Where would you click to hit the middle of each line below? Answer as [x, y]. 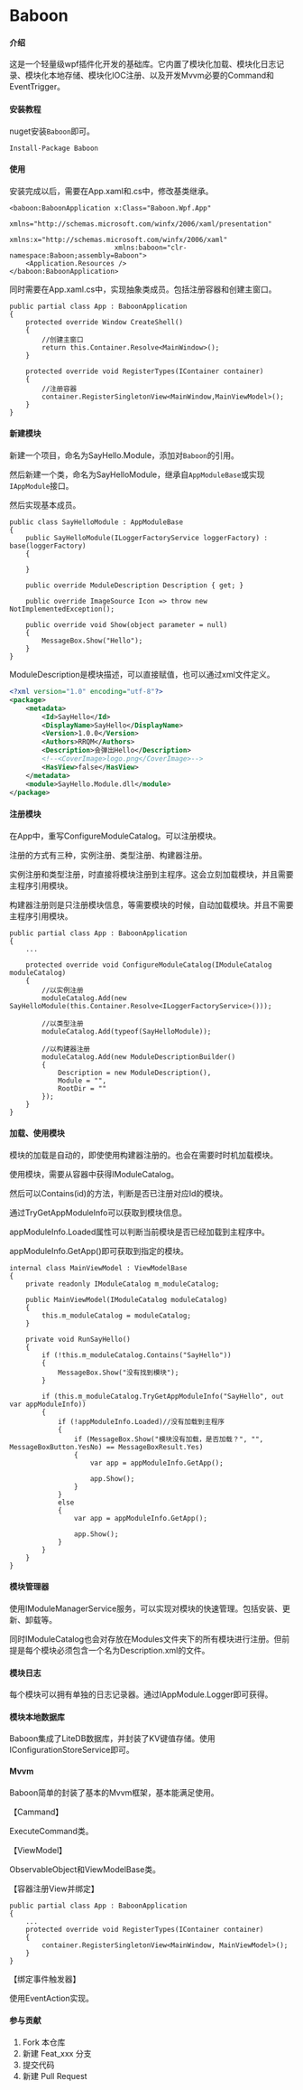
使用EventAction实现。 [52, 1998]
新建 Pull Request [55, 2076]
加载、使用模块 [37, 1133]
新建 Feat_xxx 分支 [57, 2053]
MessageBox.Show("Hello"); [92, 641]
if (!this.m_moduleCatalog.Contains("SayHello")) [137, 1355]
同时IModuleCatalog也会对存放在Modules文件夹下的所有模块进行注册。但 [146, 1639]
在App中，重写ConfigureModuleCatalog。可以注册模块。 [115, 836]
